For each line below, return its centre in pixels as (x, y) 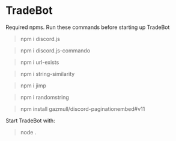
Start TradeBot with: (30, 121)
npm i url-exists (40, 62)
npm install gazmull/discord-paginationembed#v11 (83, 108)
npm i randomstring (45, 97)
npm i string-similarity (47, 74)
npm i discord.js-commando (55, 50)
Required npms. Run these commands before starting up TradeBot (88, 27)
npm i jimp (33, 86)
